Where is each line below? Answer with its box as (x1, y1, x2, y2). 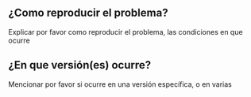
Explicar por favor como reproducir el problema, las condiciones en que (8, 27, 244, 36)
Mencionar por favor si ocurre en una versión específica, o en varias (8, 79, 232, 89)
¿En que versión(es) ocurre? (8, 58, 152, 72)
